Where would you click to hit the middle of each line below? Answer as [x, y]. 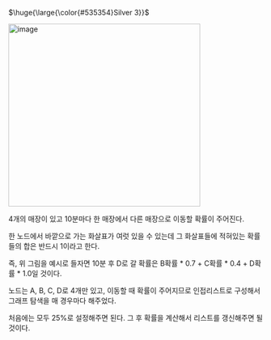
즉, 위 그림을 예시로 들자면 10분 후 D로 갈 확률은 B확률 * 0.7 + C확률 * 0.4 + [128, 263]
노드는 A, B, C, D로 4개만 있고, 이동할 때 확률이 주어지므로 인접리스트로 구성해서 [134, 290]
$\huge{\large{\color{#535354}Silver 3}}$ [79, 13]
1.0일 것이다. [42, 273]
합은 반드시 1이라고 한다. [61, 246]
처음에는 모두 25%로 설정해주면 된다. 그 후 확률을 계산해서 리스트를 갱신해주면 [131, 318]
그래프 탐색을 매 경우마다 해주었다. [62, 300]
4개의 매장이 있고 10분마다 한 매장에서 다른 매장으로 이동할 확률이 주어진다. [127, 219]
